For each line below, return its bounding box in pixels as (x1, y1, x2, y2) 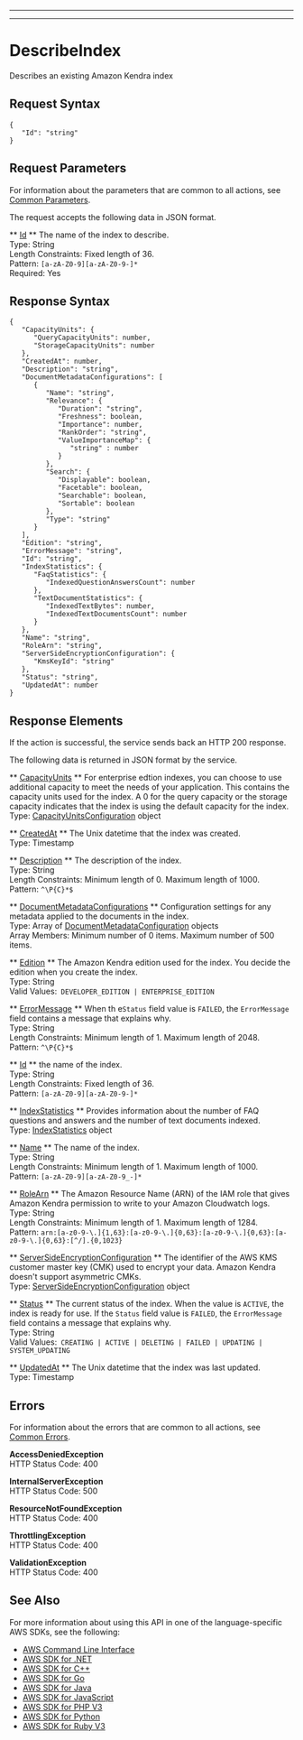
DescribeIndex (9, 41, 122, 61)
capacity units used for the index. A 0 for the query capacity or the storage (9, 791, 288, 802)
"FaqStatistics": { (32, 570, 106, 579)
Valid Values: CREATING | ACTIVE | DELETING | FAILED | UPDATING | (9, 1337, 263, 1347)
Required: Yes (9, 267, 61, 278)
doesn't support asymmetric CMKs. (9, 1272, 142, 1282)
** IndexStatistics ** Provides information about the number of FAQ (9, 1106, 260, 1116)
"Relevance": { (45, 396, 103, 406)
